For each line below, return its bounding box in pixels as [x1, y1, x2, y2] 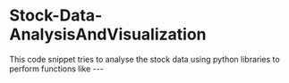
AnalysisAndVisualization [9, 24, 208, 45]
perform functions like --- [9, 63, 105, 74]
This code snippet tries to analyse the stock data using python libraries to [9, 54, 280, 64]
